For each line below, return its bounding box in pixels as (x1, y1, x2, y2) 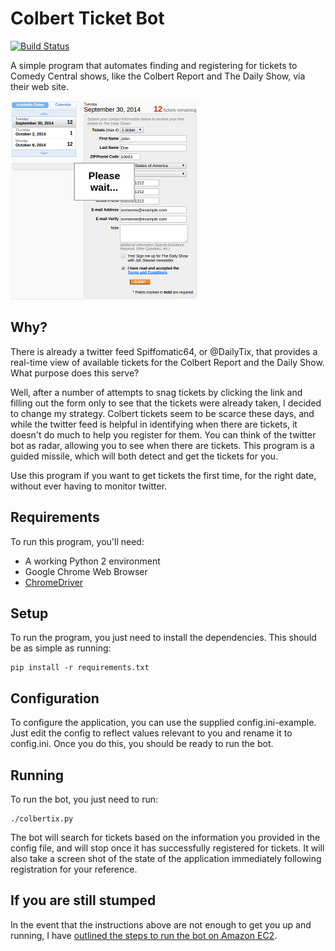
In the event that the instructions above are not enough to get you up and (10, 918, 312, 931)
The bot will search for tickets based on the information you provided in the (10, 832, 321, 843)
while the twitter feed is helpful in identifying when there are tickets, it (10, 418, 298, 430)
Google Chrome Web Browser (24, 565, 148, 577)
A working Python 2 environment (24, 555, 161, 567)
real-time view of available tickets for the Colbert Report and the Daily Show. (10, 356, 325, 368)
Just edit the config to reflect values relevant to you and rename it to (10, 727, 293, 739)
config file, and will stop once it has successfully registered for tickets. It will (10, 842, 325, 854)
